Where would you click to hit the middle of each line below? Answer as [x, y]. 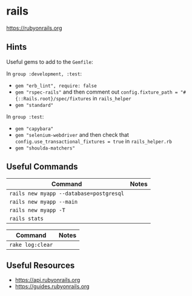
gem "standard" [34, 105]
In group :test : [25, 116]
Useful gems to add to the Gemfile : [50, 61]
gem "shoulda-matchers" [45, 148]
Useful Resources [41, 265]
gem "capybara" [34, 129]
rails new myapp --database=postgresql [67, 193]
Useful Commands [42, 167]
